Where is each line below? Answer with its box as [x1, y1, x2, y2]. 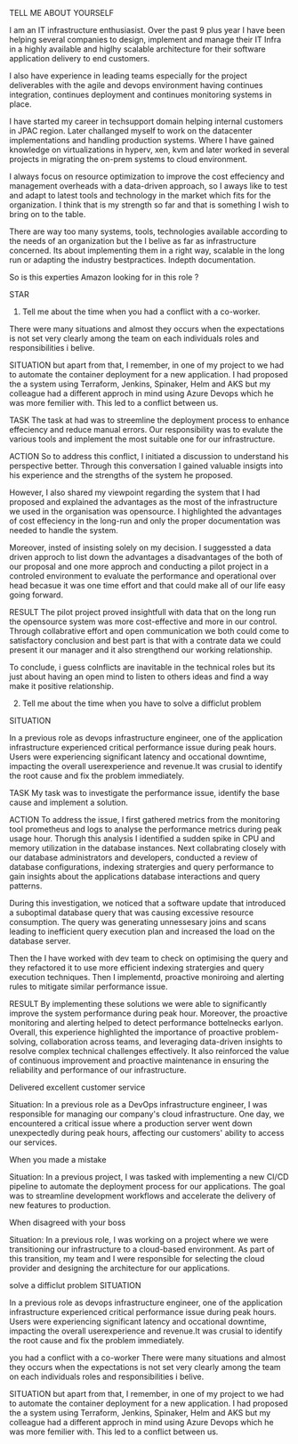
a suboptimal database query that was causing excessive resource [9, 907, 254, 918]
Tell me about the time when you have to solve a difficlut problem [21, 698, 262, 709]
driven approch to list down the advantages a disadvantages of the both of [9, 552, 283, 562]
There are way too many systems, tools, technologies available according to [9, 226, 288, 237]
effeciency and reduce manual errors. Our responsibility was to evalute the [9, 425, 283, 434]
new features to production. [9, 1200, 111, 1210]
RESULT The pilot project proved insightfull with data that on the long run [9, 607, 277, 617]
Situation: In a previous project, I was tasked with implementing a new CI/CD [9, 1172, 289, 1182]
